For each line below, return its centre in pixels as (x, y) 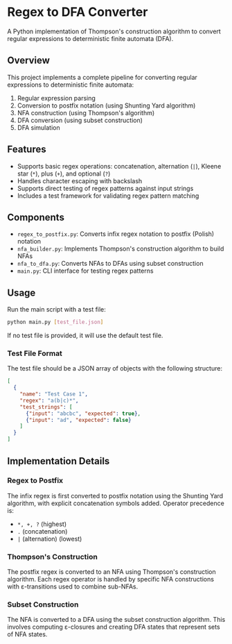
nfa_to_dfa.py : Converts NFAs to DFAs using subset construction (110, 264)
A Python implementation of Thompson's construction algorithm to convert (114, 31)
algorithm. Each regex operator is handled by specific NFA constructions (111, 579)
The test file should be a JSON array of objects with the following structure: (115, 368)
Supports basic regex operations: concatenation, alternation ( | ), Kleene (119, 166)
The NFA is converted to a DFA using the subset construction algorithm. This (116, 620)
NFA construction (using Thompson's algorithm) (86, 112)
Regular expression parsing (56, 98)
